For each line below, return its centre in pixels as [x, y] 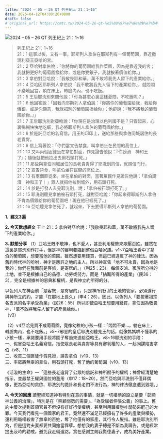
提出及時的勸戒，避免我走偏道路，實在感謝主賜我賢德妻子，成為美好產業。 [79, 432]
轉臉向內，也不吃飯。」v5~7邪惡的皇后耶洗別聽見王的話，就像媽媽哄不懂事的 [81, 332]
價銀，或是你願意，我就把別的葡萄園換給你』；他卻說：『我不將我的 [83, 109]
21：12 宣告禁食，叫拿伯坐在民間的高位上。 [60, 170]
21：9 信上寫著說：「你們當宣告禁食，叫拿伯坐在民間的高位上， [79, 146]
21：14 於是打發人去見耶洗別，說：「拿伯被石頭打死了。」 [73, 188]
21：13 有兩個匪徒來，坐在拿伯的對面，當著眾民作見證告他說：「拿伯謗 [87, 176]
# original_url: [21, 23]
